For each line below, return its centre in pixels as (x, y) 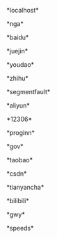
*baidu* (18, 37)
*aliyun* (18, 105)
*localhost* (23, 10)
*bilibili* (18, 201)
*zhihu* (17, 78)
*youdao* (21, 65)
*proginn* (21, 133)
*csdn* (17, 174)
